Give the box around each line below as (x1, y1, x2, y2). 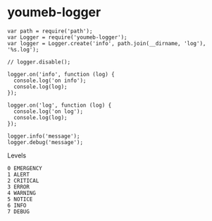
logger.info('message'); (7, 132, 80, 140)
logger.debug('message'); (7, 138, 83, 145)
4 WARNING (7, 189, 37, 196)
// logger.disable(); (7, 58, 71, 66)
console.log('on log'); (13, 107, 83, 115)
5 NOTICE (7, 196, 33, 203)
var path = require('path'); (7, 28, 93, 35)
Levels (7, 151, 27, 160)
